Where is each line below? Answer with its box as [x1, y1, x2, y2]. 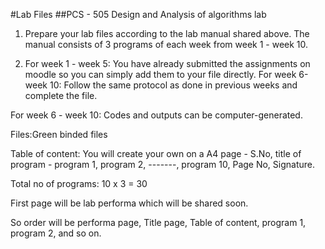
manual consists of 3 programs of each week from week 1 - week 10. [24, 39, 309, 50]
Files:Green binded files [10, 129, 108, 140]
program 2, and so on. [10, 227, 102, 239]
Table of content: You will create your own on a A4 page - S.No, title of [10, 148, 302, 159]
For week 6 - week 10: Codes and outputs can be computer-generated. [10, 109, 303, 121]
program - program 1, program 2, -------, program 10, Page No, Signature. [10, 159, 316, 170]
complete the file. [24, 90, 98, 101]
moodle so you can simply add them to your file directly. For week [24, 69, 297, 80]
